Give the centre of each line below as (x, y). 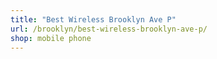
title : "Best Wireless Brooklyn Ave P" (93, 19)
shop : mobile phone (51, 38)
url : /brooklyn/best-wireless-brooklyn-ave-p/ (109, 29)
